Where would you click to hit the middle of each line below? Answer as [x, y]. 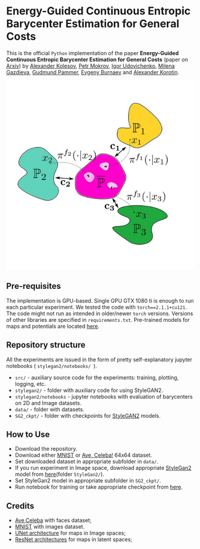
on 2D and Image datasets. [48, 403]
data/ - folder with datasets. [50, 409]
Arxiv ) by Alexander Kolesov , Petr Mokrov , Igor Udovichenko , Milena [90, 66]
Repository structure [46, 345]
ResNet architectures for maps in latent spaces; [74, 539]
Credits [20, 506]
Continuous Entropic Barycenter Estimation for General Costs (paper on [97, 59]
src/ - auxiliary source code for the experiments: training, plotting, [97, 377]
